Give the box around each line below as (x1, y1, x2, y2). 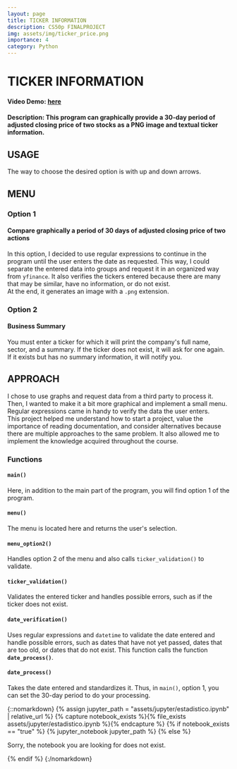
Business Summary (7, 322, 66, 331)
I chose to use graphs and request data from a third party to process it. (7, 392, 214, 400)
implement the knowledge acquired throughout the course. (7, 436, 178, 445)
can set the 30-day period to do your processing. (7, 691, 151, 699)
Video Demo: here (7, 97, 61, 106)
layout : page (7, 10, 46, 18)
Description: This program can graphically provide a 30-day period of (7, 113, 216, 122)
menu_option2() (7, 540, 52, 547)
